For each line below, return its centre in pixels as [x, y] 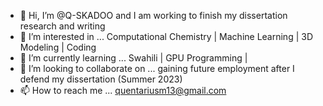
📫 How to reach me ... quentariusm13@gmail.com [123, 90]
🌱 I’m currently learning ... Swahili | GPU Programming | [133, 58]
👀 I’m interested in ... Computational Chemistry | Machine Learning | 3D [166, 36]
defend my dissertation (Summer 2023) [101, 79]
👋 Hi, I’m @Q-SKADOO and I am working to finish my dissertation [153, 15]
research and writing [62, 26]
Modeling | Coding [58, 47]
